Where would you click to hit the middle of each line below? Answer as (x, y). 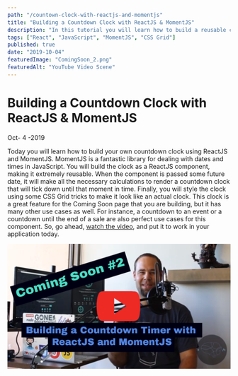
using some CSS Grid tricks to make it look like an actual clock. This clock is (118, 196)
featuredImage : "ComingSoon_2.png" (60, 60)
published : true (31, 45)
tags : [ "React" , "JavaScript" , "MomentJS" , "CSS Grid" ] (91, 37)
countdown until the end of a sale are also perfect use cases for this (107, 218)
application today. (33, 234)
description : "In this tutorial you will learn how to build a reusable (117, 30)
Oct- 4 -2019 (26, 137)
